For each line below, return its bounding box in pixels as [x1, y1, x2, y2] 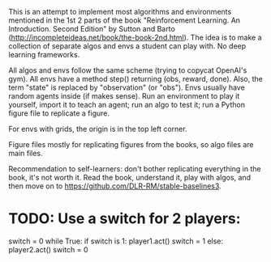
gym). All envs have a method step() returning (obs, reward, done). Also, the [8, 74, 264, 83]
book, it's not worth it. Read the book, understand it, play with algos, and [8, 173, 252, 182]
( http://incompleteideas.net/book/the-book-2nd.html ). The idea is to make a [8, 32, 262, 42]
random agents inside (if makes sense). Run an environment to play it [8, 91, 240, 100]
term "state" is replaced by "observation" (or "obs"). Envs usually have [8, 82, 245, 92]
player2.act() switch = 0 [8, 244, 88, 254]
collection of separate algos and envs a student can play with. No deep [8, 41, 247, 51]
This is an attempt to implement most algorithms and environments [8, 7, 232, 16]
